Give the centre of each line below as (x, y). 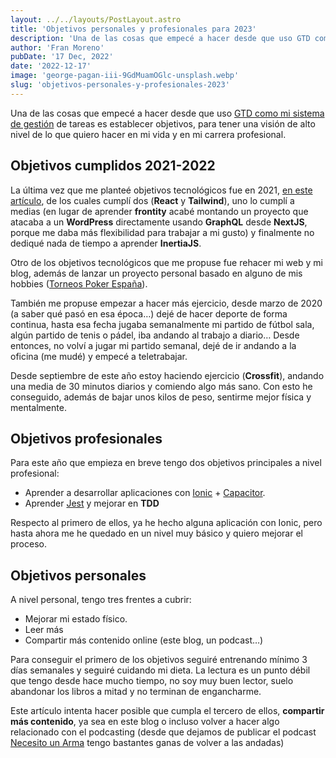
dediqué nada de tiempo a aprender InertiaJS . (106, 243)
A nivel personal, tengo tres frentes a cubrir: (101, 600)
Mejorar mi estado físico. (76, 619)
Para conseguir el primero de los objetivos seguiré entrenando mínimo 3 (159, 660)
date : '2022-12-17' (51, 66)
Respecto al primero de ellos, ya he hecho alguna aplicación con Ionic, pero (166, 523)
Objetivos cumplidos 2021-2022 (113, 166)
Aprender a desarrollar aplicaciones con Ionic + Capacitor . (145, 493)
